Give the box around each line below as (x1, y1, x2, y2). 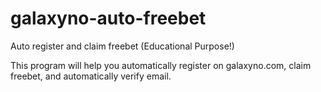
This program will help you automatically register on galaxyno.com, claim (10, 59, 312, 71)
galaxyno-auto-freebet (10, 7, 207, 30)
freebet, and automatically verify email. (10, 70, 172, 82)
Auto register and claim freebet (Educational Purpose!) (10, 40, 235, 52)
